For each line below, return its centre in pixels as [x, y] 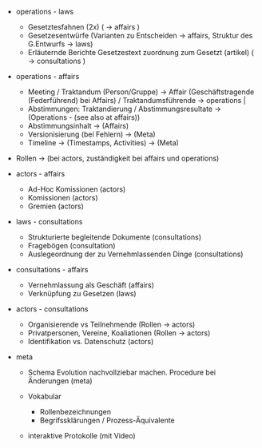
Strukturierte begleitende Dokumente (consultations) [115, 237]
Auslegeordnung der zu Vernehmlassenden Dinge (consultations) [135, 254]
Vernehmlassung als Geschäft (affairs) [91, 285]
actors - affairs [40, 174]
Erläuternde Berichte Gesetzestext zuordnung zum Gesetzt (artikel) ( [141, 52]
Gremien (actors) [56, 206]
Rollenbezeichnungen [75, 412]
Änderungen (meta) [60, 381]
